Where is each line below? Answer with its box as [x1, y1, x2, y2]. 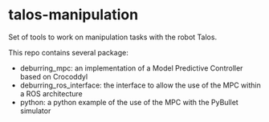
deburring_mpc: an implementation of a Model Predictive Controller [19, 63, 243, 73]
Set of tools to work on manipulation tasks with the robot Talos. [8, 32, 218, 42]
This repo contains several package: [8, 47, 128, 57]
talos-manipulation [8, 6, 139, 24]
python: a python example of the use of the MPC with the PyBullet [19, 97, 238, 107]
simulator [19, 106, 51, 116]
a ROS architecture [19, 88, 83, 98]
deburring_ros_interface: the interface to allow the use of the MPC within [19, 80, 261, 90]
